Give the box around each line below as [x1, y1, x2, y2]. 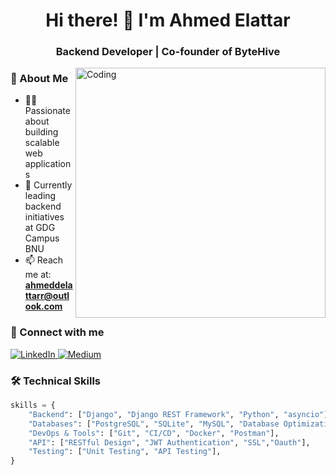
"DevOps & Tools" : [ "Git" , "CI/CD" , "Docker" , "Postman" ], [28, 428, 280, 438]
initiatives [24, 211, 65, 223]
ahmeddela [24, 279, 73, 291]
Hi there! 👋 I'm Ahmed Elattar [45, 9, 291, 32]
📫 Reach [24, 254, 64, 266]
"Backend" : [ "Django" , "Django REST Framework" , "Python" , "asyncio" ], [28, 409, 333, 419]
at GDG [24, 222, 56, 234]
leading [24, 190, 57, 202]
